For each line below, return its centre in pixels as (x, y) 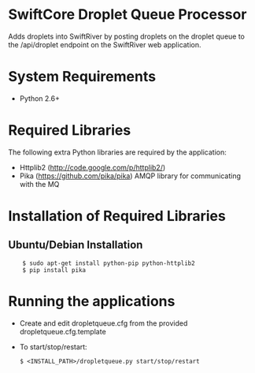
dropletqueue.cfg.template (63, 331)
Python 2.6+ (40, 98)
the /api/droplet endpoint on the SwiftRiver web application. (105, 44)
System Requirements (82, 77)
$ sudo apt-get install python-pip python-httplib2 (109, 263)
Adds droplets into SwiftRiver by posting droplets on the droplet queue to (127, 36)
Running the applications (92, 301)
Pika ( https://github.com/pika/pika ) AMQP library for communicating (130, 176)
